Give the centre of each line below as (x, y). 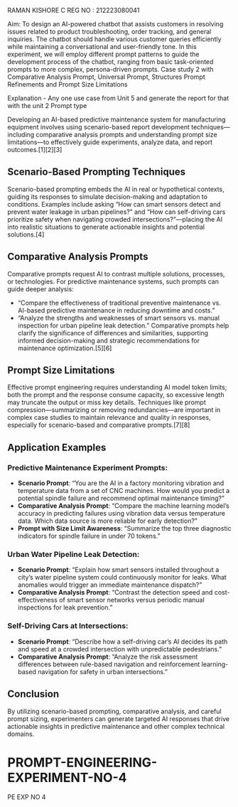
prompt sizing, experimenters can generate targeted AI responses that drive (118, 719)
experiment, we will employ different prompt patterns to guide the (103, 54)
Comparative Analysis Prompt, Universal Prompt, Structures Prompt (106, 77)
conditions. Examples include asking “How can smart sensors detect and (114, 204)
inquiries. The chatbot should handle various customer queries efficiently (114, 39)
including (21, 135)
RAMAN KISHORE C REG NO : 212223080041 (74, 10)
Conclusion (33, 694)
